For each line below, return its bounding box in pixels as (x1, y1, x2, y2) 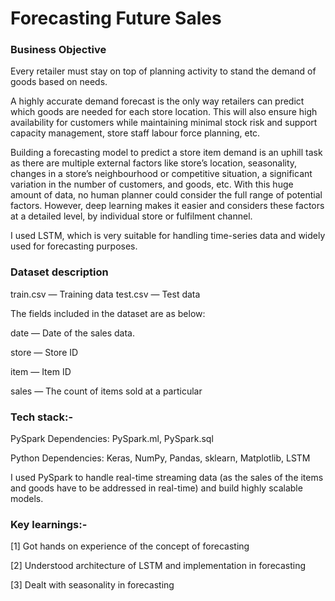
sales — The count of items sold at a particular (10, 385, 203, 397)
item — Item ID (10, 365, 72, 377)
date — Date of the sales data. (10, 327, 136, 339)
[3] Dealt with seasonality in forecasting (10, 579, 175, 591)
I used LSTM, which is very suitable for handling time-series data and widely (10, 230, 326, 242)
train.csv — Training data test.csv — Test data (10, 288, 201, 300)
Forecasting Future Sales (10, 7, 222, 30)
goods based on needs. (10, 76, 108, 88)
